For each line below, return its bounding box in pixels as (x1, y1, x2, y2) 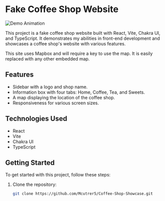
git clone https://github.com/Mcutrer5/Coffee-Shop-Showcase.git (12, 191, 153, 196)
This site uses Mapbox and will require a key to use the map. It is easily (5, 50, 153, 56)
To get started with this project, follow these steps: (5, 172, 111, 178)
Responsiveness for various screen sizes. (12, 100, 99, 106)
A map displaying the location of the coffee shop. (12, 94, 115, 100)
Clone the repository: (12, 181, 57, 187)
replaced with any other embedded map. (5, 55, 90, 61)
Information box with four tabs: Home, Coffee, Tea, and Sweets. (12, 89, 145, 95)
